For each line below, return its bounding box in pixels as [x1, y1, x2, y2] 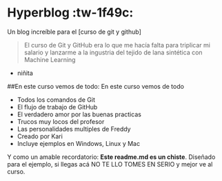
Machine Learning [23, 55, 76, 63]
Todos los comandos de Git [17, 95, 95, 104]
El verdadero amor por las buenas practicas [17, 110, 141, 118]
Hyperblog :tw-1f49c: [7, 5, 134, 21]
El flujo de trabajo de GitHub [17, 103, 98, 111]
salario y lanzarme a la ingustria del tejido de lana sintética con [23, 48, 203, 56]
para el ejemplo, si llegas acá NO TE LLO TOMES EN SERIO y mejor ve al [7, 160, 213, 168]
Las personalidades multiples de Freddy [17, 125, 131, 133]
